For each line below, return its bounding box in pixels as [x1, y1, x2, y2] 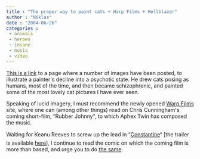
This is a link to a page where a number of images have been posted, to [6, 69, 182, 76]
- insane [8, 42, 31, 48]
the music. [6, 119, 32, 126]
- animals [8, 31, 33, 37]
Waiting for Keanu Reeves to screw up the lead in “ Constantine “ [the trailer [6, 130, 189, 138]
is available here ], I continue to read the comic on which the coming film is [6, 139, 189, 146]
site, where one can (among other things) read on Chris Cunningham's [6, 106, 180, 113]
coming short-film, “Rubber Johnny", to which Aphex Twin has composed [6, 113, 187, 120]
